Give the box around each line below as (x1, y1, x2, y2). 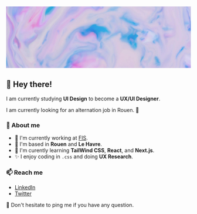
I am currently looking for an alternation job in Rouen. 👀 (6, 106, 140, 113)
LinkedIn (14, 184, 36, 191)
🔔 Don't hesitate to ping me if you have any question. (6, 202, 134, 209)
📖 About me (6, 121, 40, 129)
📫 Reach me (6, 168, 43, 176)
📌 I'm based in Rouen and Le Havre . (14, 140, 103, 147)
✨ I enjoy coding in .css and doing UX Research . (14, 153, 133, 160)
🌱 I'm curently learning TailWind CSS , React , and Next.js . (14, 147, 155, 154)
